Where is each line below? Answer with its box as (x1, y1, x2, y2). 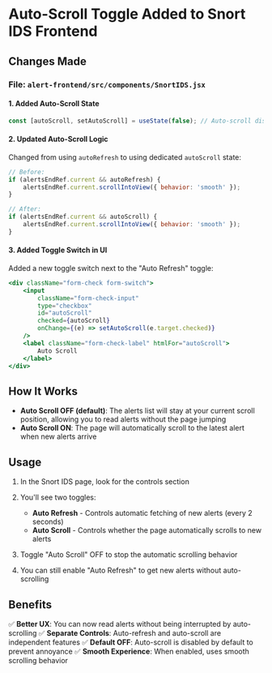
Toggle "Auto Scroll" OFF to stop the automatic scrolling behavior (19, 550, 238, 559)
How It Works (8, 384, 79, 398)
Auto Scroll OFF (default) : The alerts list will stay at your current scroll (19, 406, 255, 416)
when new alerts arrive (19, 431, 97, 442)
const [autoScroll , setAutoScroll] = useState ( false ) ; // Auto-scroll (8, 117, 252, 125)
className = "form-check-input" (37, 294, 139, 302)
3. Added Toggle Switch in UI (8, 245, 108, 255)
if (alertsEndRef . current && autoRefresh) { (8, 175, 161, 183)
